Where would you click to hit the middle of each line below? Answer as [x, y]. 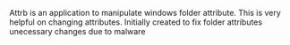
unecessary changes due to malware [77, 31]
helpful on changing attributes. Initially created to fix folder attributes [136, 22]
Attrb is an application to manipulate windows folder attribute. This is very [145, 13]
